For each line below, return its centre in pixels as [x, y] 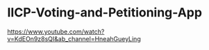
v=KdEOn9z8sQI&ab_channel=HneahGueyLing [74, 38]
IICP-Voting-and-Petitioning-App [105, 13]
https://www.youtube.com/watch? [56, 32]
